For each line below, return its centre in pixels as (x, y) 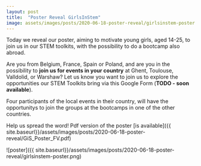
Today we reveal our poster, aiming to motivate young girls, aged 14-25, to (98, 40)
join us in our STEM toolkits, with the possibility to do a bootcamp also (93, 46)
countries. (19, 114)
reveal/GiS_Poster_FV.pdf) (39, 138)
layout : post (23, 12)
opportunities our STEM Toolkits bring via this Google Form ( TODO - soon (98, 83)
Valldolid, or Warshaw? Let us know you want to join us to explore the (92, 77)
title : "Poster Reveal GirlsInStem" (54, 17)
